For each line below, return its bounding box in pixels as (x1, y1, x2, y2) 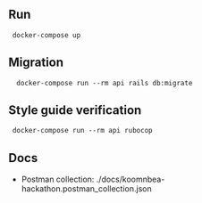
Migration (8, 55, 64, 70)
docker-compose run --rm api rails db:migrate (16, 78, 193, 87)
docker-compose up (12, 30, 81, 39)
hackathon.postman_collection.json (21, 183, 153, 194)
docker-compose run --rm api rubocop (12, 126, 153, 135)
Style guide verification (8, 102, 142, 118)
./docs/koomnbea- (96, 174, 165, 185)
